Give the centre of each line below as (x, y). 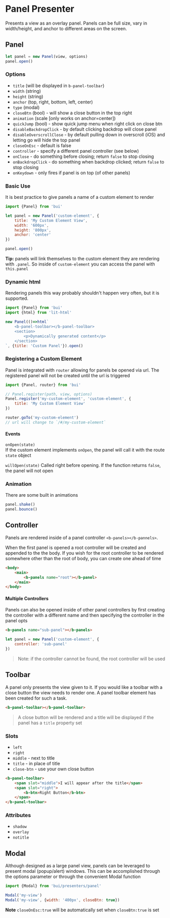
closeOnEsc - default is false (42, 145)
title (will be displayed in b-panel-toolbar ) (58, 86)
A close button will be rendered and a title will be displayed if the (86, 717)
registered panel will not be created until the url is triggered (68, 375)
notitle (21, 838)
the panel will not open (29, 471)
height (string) (28, 96)
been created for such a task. (36, 698)
